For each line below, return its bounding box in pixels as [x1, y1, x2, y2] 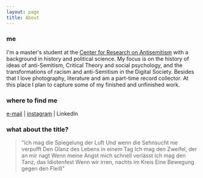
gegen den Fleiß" [21, 165, 65, 173]
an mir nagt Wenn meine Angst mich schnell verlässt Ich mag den [21, 152, 186, 159]
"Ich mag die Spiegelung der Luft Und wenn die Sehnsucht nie [21, 139, 178, 146]
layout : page [6, 9, 40, 15]
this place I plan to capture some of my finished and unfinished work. [6, 80, 180, 88]
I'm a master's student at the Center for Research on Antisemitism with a [6, 48, 189, 55]
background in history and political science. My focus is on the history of [6, 55, 190, 62]
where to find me [6, 96, 58, 104]
